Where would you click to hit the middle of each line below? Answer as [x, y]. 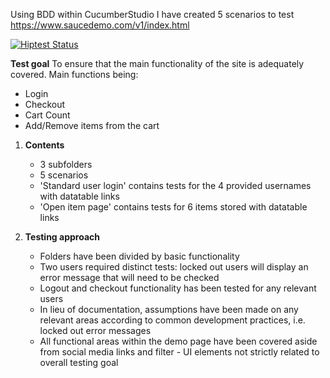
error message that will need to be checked [129, 277]
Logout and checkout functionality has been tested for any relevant [178, 288]
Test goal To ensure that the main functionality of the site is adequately [157, 63]
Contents [44, 145]
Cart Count [47, 115]
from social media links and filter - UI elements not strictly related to [179, 352]
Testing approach [62, 237]
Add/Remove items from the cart [92, 125]
